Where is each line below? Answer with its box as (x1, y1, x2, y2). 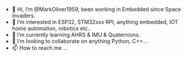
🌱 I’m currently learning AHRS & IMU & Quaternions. (11, 31, 141, 38)
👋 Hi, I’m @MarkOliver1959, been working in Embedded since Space (11, 6, 182, 13)
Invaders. (11, 12, 35, 19)
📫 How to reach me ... (11, 44, 68, 51)
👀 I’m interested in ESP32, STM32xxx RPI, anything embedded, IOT (11, 19, 179, 25)
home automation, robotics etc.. (11, 25, 91, 32)
